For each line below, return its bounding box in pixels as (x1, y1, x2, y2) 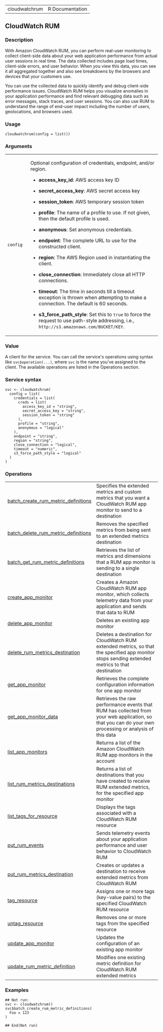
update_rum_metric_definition (7, 963, 76, 970)
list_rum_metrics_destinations (7, 781, 75, 788)
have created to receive (96, 778, 150, 785)
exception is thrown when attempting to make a (38, 294, 147, 301)
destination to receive (96, 868, 146, 875)
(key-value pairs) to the (96, 894, 151, 901)
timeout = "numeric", (14, 446, 57, 451)
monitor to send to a (96, 507, 142, 514)
